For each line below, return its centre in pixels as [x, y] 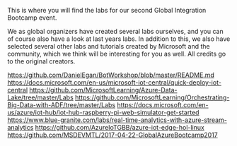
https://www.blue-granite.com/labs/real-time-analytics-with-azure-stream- [117, 120]
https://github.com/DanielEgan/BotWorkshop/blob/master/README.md [111, 75]
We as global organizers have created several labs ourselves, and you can [116, 31]
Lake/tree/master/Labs [41, 97]
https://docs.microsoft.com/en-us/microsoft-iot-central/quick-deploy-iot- [114, 83]
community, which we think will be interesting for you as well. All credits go [117, 54]
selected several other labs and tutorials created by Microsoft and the [109, 46]
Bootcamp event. [32, 18]
